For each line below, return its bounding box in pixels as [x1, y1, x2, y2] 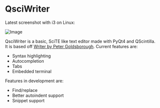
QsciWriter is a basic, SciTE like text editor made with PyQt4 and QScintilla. [5, 38, 156, 44]
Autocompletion [12, 58, 44, 64]
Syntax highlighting [12, 53, 51, 59]
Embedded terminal [12, 68, 52, 74]
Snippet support [12, 97, 45, 103]
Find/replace [12, 87, 38, 93]
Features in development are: [5, 78, 64, 84]
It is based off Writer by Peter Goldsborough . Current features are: [5, 43, 138, 49]
